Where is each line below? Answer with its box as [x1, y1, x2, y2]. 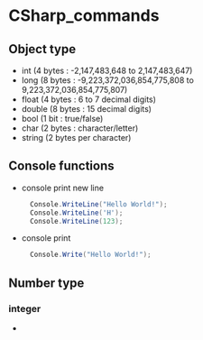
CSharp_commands [8, 5, 160, 26]
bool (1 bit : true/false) [21, 114, 104, 124]
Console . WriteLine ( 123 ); [30, 216, 124, 225]
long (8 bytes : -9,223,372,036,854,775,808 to [21, 75, 195, 86]
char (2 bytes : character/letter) [21, 123, 139, 133]
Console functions [8, 159, 115, 174]
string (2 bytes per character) [21, 133, 132, 142]
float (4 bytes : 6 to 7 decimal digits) [21, 94, 157, 105]
